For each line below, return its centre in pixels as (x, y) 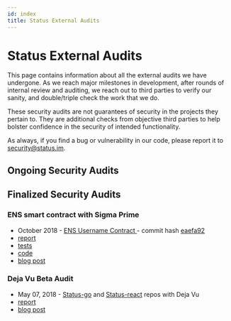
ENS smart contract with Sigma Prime (73, 215)
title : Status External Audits (53, 21)
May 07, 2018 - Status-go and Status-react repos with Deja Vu (108, 294)
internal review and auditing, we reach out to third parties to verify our (109, 90)
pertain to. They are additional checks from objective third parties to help (114, 119)
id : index (22, 14)
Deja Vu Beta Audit (40, 279)
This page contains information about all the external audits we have (107, 75)
